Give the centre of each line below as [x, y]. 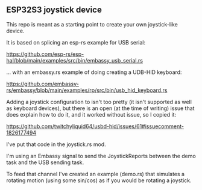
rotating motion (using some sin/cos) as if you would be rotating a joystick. [99, 180]
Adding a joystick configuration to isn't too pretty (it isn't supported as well [99, 102]
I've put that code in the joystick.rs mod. [56, 144]
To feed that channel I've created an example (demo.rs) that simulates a [96, 174]
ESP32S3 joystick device [54, 10]
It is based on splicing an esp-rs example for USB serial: [76, 42]
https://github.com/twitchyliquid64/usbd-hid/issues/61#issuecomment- [95, 126]
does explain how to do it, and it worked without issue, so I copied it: [91, 114]
